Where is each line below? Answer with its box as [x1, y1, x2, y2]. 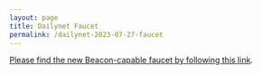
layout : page [9, 13, 59, 23]
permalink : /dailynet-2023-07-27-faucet [9, 30, 164, 39]
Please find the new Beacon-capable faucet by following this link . [9, 55, 253, 66]
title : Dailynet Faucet [9, 22, 99, 31]
